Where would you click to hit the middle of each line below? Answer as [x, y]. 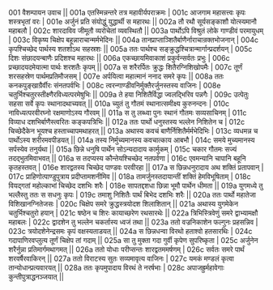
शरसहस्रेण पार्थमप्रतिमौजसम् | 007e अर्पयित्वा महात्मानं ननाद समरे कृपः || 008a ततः [116, 76]
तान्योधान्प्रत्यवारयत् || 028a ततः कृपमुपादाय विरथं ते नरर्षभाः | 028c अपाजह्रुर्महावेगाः [116, 268]
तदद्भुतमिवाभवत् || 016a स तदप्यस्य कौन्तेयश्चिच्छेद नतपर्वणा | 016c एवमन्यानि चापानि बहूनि [127, 158]
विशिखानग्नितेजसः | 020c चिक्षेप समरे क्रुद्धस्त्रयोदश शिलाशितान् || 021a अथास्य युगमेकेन [124, 204]
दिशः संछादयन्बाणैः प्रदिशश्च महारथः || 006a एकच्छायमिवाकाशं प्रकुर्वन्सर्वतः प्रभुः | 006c [119, 58]
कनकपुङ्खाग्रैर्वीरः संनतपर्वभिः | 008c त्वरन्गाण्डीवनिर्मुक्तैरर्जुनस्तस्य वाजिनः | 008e [115, 85]
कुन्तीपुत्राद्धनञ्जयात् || [36, 277]
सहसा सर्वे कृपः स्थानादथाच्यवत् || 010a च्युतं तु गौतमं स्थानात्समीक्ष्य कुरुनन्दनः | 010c [119, 104]
